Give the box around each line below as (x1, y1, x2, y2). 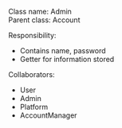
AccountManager (19, 111, 77, 120)
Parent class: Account (8, 15, 81, 25)
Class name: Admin (8, 7, 72, 16)
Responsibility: (8, 31, 57, 40)
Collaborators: (8, 70, 55, 79)
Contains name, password (19, 46, 106, 55)
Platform (19, 103, 49, 111)
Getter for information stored (19, 55, 115, 64)
